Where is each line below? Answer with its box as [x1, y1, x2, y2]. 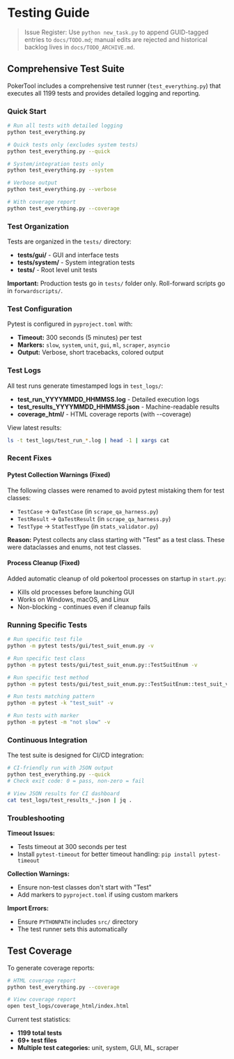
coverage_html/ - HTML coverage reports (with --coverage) [17, 410, 192, 418]
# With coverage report [7, 199, 77, 206]
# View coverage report [7, 996, 77, 1003]
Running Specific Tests [7, 619, 88, 629]
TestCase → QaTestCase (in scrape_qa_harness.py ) [17, 507, 159, 516]
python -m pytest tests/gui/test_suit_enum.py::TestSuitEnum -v [7, 661, 198, 668]
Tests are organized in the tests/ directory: [7, 237, 132, 246]
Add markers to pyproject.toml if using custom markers [17, 890, 179, 899]
